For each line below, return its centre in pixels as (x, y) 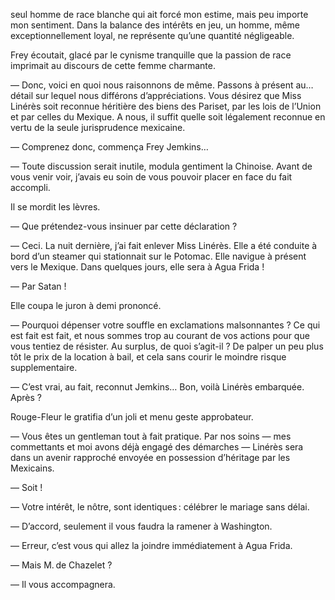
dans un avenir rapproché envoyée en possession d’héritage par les (150, 457)
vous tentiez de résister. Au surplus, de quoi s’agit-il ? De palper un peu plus (167, 346)
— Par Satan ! (38, 286)
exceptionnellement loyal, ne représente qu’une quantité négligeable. (152, 35)
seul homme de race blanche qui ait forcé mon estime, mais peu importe (159, 14)
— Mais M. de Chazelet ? (61, 565)
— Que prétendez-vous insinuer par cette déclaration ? (124, 226)
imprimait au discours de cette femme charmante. (113, 65)
